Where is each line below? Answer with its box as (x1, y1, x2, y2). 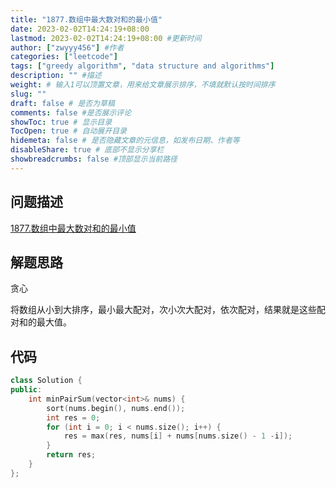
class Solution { (10, 376, 83, 386)
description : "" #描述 (10, 71, 102, 81)
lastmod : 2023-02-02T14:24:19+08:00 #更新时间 (10, 33, 202, 43)
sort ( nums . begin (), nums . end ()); (46, 403, 186, 413)
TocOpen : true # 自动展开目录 (10, 126, 127, 136)
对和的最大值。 (10, 316, 72, 328)
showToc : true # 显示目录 (10, 117, 113, 127)
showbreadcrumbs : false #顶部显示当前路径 (10, 154, 178, 164)
